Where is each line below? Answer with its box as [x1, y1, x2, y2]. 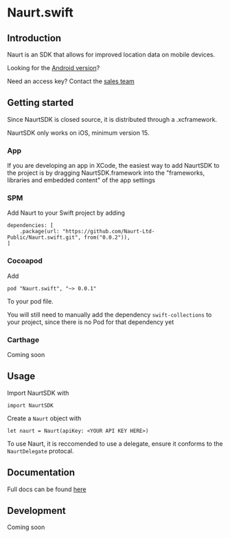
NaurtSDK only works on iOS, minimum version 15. [7, 129, 150, 137]
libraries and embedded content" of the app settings [7, 176, 156, 184]
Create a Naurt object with [7, 414, 82, 422]
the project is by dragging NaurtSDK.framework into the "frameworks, [7, 169, 205, 177]
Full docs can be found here [7, 485, 87, 493]
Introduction [7, 32, 62, 44]
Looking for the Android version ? [7, 64, 100, 72]
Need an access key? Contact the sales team [7, 77, 135, 85]
